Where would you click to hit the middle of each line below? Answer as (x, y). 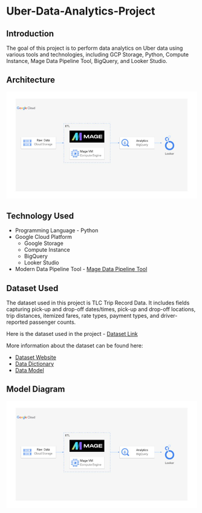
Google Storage (44, 243)
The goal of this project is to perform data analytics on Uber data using (95, 48)
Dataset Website (35, 357)
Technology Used (40, 216)
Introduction (30, 34)
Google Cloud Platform (44, 237)
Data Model (29, 370)
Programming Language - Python (57, 230)
